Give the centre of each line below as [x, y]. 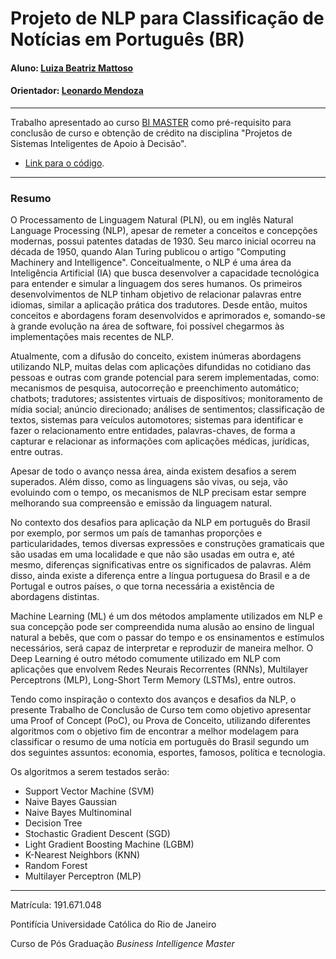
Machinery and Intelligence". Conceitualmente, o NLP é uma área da [151, 263]
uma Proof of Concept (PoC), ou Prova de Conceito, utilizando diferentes [160, 721]
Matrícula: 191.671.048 [56, 905]
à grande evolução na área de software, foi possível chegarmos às [147, 326]
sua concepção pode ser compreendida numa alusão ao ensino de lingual [162, 627]
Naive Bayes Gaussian [71, 802]
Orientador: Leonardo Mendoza [77, 91]
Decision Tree [53, 823]
